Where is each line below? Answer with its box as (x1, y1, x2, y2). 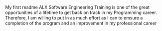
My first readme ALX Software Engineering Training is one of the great (5, 4, 150, 10)
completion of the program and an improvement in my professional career (5, 20, 157, 26)
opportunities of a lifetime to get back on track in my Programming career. (5, 9, 157, 15)
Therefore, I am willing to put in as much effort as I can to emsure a (5, 15, 143, 20)
